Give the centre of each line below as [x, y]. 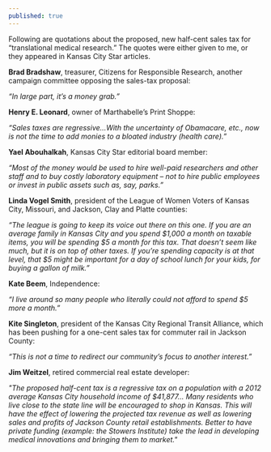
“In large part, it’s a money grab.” [64, 96]
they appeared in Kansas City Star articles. [80, 56]
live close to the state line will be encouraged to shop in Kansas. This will [130, 405]
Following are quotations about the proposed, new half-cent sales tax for [129, 39]
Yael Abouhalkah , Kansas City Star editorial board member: [108, 151]
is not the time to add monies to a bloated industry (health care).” [118, 136]
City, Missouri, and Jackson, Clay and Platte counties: [98, 209]
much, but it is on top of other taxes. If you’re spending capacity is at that [131, 250]
